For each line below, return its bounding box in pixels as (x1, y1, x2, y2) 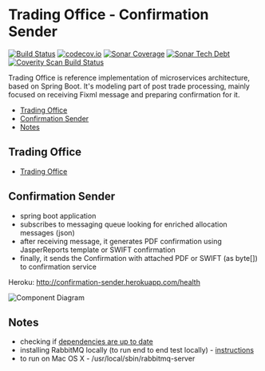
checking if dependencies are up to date (19, 337, 153, 346)
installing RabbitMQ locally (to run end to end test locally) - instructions (19, 345, 254, 355)
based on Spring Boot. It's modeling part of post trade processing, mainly (8, 81, 250, 91)
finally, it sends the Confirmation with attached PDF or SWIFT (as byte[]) (19, 253, 258, 262)
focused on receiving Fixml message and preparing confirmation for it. (8, 89, 240, 99)
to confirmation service (19, 262, 97, 271)
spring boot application (19, 211, 97, 220)
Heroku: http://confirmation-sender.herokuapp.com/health (8, 277, 201, 286)
